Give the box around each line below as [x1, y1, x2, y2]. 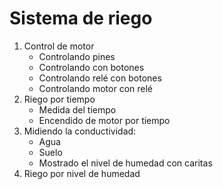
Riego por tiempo [23, 93, 96, 105]
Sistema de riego [9, 7, 153, 30]
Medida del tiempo [38, 103, 117, 116]
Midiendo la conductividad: [23, 125, 137, 137]
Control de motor [23, 40, 95, 52]
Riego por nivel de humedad [23, 167, 141, 179]
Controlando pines [38, 50, 116, 62]
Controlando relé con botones [38, 72, 162, 84]
